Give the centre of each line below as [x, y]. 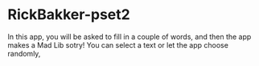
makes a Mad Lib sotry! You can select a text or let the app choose [118, 45]
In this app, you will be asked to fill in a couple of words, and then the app [129, 37]
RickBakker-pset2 [69, 15]
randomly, [24, 53]
